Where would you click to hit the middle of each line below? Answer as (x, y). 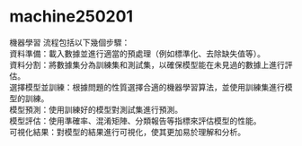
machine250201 (71, 17)
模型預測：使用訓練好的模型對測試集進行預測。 (96, 109)
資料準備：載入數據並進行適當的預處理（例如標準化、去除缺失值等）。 (137, 53)
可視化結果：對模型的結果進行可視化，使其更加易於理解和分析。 (127, 132)
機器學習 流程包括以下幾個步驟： (70, 42)
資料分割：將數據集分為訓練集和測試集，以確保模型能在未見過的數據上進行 (147, 64)
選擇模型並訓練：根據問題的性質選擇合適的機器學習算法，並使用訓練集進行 (147, 87)
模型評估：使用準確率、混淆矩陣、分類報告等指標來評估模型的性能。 (135, 120)
